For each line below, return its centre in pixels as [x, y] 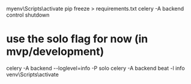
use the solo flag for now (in [77, 39]
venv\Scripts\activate [32, 74]
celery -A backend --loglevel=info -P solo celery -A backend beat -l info [95, 68]
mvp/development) [55, 52]
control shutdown [28, 15]
